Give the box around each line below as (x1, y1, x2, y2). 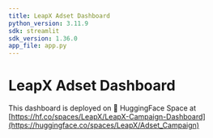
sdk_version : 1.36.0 (8, 34, 79, 43)
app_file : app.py (8, 42, 67, 50)
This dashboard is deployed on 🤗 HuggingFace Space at (8, 103, 197, 113)
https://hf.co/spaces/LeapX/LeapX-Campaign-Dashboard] (11, 112, 206, 122)
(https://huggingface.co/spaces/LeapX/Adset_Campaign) (8, 120, 200, 130)
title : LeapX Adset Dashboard (8, 11, 111, 20)
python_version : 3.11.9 (8, 19, 89, 27)
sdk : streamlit (8, 27, 60, 35)
